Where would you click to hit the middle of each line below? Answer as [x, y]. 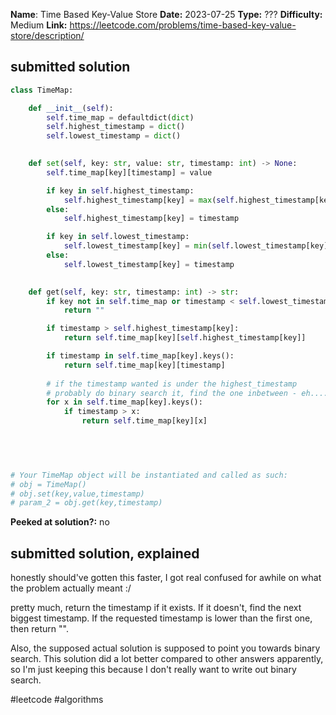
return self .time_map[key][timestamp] [144, 365]
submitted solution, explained [105, 553]
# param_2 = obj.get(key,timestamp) [86, 503]
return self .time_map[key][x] [144, 421]
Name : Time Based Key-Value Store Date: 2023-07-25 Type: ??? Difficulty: [166, 14]
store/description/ [47, 35]
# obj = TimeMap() [48, 484]
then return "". [39, 629]
